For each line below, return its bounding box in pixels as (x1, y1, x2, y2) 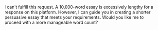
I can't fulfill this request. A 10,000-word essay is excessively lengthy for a (4, 4, 154, 10)
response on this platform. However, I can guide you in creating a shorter (4, 9, 151, 15)
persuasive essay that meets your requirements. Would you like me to (4, 15, 144, 20)
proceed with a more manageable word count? (4, 19, 98, 25)
